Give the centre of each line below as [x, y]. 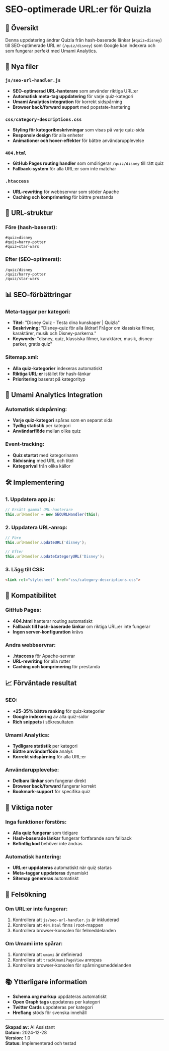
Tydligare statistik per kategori [45, 746]
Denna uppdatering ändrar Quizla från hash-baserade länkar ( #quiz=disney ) [84, 40]
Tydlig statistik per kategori [41, 426]
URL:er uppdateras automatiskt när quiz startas [62, 867]
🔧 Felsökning [26, 894]
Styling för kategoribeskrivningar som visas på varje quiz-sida [78, 129]
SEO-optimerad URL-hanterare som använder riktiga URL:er [75, 91]
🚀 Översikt [22, 28]
